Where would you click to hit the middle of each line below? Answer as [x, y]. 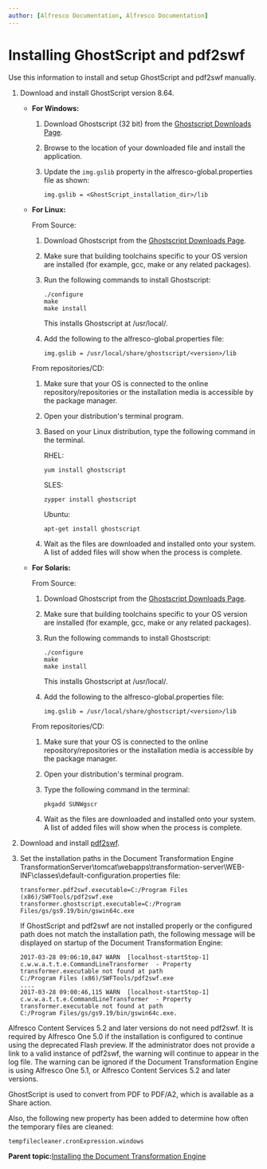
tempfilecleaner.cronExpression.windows [77, 1141]
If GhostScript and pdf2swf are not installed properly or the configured [136, 926]
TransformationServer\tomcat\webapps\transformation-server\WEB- [132, 867]
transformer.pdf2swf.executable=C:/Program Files [104, 890]
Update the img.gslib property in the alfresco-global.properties [148, 172]
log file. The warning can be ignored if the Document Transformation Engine [133, 1061]
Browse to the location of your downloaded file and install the [144, 148]
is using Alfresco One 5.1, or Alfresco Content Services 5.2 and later [120, 1070]
